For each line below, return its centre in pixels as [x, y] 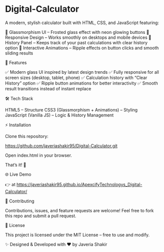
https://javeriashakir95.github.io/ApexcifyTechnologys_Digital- [79, 184]
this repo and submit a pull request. [41, 216]
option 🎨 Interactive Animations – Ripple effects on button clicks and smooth [82, 48]
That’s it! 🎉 [16, 165]
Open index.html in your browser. [39, 155]
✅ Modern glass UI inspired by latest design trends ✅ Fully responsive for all [82, 72]
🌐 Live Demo [18, 174]
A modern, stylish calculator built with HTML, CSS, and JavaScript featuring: [82, 23]
